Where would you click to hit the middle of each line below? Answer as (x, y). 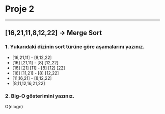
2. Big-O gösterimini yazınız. (40, 96)
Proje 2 (20, 9)
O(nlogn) (14, 106)
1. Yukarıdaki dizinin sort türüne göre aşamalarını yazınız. (75, 47)
